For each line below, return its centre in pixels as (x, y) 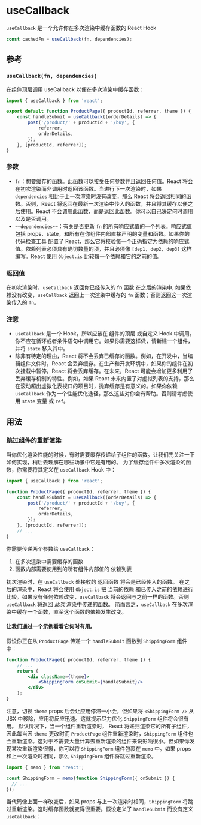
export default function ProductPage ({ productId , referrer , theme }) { (99, 112)
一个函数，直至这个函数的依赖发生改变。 (77, 611)
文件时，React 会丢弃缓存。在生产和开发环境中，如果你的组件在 (109, 364)
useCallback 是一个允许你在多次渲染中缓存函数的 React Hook (81, 28)
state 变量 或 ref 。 (45, 401)
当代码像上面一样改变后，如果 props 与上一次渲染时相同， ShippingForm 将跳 (100, 802)
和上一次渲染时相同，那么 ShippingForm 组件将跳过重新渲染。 (81, 756)
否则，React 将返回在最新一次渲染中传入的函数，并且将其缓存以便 (107, 203)
